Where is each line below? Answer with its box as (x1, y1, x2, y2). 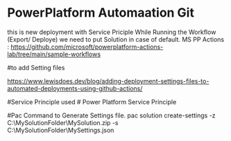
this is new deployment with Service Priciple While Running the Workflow (7, 28, 216, 36)
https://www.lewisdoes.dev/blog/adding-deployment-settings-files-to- (7, 76, 209, 85)
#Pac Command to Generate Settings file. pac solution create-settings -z (7, 111, 216, 119)
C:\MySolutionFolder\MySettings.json (7, 126, 114, 134)
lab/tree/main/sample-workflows (7, 50, 101, 58)
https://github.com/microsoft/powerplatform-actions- (10, 42, 164, 51)
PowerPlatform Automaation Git (7, 5, 194, 21)
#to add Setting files (7, 63, 65, 72)
